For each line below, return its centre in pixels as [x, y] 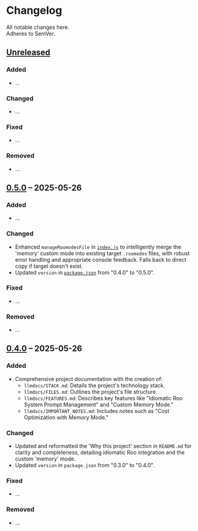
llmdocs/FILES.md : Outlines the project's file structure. [91, 391]
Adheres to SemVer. [31, 33]
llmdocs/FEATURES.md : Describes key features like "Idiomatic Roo [103, 398]
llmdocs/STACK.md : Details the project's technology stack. [94, 385]
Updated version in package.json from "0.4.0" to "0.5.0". [85, 272]
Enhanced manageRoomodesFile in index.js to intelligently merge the [98, 247]
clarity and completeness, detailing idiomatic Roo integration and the [100, 453]
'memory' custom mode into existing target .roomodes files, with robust [102, 253]
